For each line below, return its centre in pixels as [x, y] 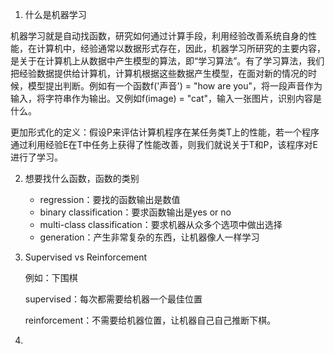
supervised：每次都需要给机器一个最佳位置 [113, 299]
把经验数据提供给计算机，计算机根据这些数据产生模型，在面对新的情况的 [159, 73]
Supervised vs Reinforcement [86, 257]
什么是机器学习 [55, 14]
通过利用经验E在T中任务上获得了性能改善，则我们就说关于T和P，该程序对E [164, 144]
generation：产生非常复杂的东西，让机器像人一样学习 [149, 237]
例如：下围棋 [51, 277]
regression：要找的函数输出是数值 [110, 199]
